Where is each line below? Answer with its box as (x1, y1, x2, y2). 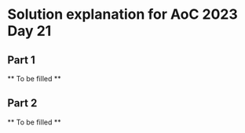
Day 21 (7, 22, 52, 40)
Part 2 (7, 96, 38, 110)
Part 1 (7, 53, 36, 66)
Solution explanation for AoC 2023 (7, 5, 238, 23)
